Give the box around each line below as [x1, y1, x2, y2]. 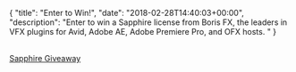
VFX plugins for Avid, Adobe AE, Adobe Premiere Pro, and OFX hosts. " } [9, 27, 277, 36]
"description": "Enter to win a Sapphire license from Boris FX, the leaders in [9, 17, 288, 28]
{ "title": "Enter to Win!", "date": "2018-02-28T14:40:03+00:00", [9, 8, 244, 18]
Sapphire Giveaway [9, 53, 81, 63]
